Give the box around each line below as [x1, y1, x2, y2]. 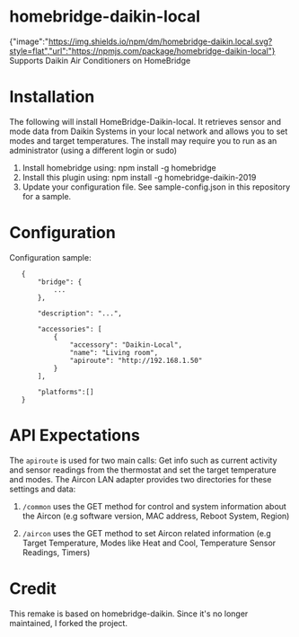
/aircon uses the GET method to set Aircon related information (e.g [22, 527, 271, 538]
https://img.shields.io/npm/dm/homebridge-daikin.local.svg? [48, 36, 273, 47]
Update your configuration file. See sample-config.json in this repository [22, 181, 291, 192]
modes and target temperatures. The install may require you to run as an [9, 135, 277, 146]
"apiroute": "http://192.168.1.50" [69, 356, 203, 365]
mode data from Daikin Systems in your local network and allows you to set [9, 126, 288, 137]
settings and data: [9, 483, 76, 494]
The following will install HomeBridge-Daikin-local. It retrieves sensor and [9, 116, 281, 127]
